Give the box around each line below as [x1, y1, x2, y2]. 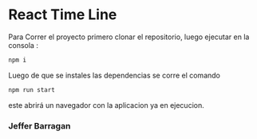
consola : [8, 40, 38, 50]
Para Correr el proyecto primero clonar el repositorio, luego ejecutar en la [8, 32, 250, 42]
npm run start [8, 85, 56, 93]
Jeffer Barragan [8, 120, 71, 131]
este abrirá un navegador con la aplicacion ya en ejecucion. [8, 100, 205, 109]
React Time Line [8, 6, 117, 24]
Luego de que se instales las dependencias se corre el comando [8, 70, 221, 80]
